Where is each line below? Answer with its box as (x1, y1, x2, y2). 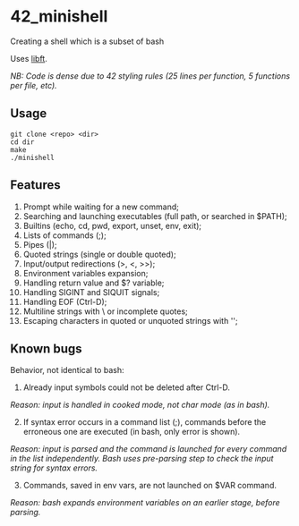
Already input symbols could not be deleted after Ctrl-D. (22, 382, 231, 393)
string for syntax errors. (10, 462, 98, 473)
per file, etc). (10, 80, 57, 90)
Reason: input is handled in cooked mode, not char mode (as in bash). (10, 400, 270, 411)
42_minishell (10, 6, 108, 27)
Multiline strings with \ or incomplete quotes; (22, 306, 189, 317)
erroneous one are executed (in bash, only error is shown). (22, 427, 241, 437)
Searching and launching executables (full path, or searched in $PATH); (22, 210, 287, 221)
